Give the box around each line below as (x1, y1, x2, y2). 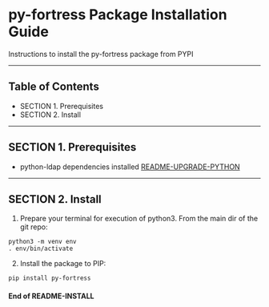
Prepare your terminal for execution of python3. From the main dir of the (19, 214, 259, 224)
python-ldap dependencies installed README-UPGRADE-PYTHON (19, 162, 240, 172)
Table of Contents (8, 80, 100, 94)
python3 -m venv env (8, 238, 78, 246)
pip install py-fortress (8, 274, 91, 282)
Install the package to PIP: (19, 259, 106, 269)
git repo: (19, 222, 48, 232)
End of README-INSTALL (8, 291, 94, 301)
